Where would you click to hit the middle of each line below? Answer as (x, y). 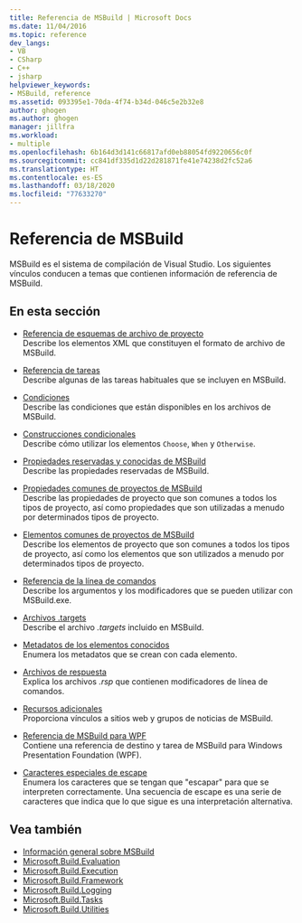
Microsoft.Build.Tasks (63, 899)
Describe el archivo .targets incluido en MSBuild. (113, 627)
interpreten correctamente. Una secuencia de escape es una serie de (152, 791)
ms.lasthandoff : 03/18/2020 (62, 186)
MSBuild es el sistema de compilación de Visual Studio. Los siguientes (140, 264)
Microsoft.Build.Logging (67, 890)
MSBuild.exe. (47, 600)
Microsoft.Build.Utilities (66, 909)
